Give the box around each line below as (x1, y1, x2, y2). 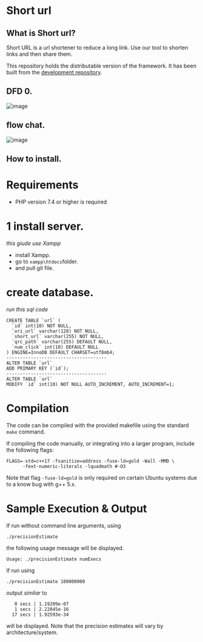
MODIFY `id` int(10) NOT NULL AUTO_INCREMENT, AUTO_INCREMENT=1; (6, 381, 175, 387)
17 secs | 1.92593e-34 (12, 612, 69, 618)
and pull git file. (15, 264, 54, 271)
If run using (6, 567, 35, 574)
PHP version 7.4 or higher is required (15, 198, 107, 205)
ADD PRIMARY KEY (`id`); (6, 365, 69, 371)
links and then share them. (6, 50, 73, 58)
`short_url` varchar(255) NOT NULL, (12, 333, 104, 339)
